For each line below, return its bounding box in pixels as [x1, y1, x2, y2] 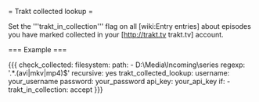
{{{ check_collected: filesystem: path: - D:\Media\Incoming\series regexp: [8, 60, 246, 69]
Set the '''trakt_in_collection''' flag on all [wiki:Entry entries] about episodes [8, 22, 252, 30]
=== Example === [8, 45, 67, 54]
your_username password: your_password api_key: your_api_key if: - [8, 77, 231, 86]
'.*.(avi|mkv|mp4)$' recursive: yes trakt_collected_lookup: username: [8, 69, 230, 77]
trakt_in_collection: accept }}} [8, 85, 103, 94]
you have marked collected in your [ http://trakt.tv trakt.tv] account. [8, 30, 225, 39]
